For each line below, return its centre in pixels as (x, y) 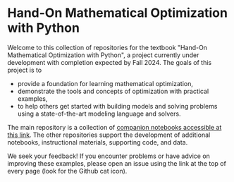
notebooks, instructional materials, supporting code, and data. (98, 142)
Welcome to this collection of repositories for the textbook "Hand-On (107, 47)
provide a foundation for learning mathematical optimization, (105, 83)
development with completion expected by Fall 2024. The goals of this (110, 62)
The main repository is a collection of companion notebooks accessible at (115, 127)
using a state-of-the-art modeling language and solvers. (99, 114)
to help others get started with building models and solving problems (117, 106)
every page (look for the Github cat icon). (67, 171)
